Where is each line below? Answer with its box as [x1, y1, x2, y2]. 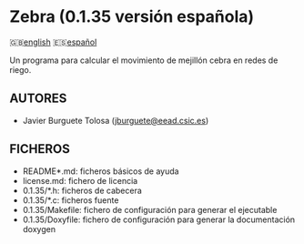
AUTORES [9, 91, 67, 107]
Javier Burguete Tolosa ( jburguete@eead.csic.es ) [22, 115, 209, 126]
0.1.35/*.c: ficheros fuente [22, 194, 119, 206]
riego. [9, 64, 32, 75]
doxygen [22, 223, 56, 234]
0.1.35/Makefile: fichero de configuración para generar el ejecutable [22, 204, 278, 215]
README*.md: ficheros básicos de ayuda [22, 166, 179, 177]
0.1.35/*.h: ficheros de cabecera [22, 185, 143, 196]
